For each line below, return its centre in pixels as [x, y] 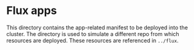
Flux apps [32, 11]
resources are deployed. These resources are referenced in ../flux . [92, 40]
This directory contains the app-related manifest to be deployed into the [97, 27]
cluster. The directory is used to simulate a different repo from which [93, 34]
